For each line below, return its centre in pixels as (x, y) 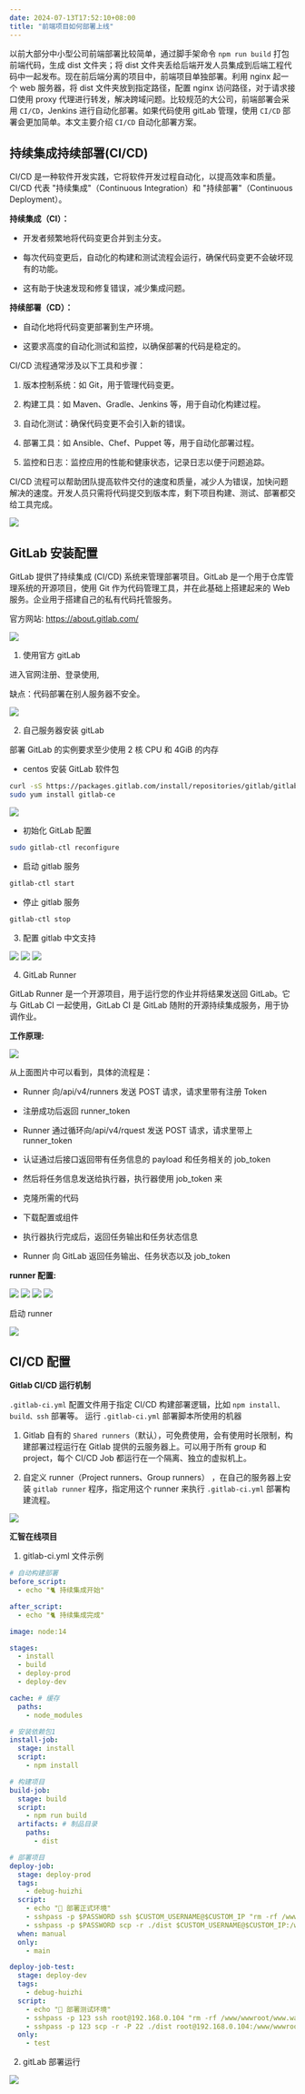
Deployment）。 (38, 199)
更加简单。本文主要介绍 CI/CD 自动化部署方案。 (113, 122)
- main (38, 1951)
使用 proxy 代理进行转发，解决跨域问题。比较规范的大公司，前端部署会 (149, 99)
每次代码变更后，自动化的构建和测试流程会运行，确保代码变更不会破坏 (154, 258)
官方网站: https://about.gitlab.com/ (74, 619)
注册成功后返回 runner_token (76, 1111)
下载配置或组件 (50, 1217)
